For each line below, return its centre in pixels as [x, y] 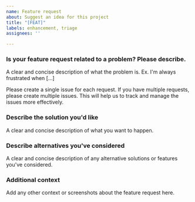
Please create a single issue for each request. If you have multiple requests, [98, 90]
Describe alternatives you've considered [65, 145]
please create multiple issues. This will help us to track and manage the [93, 96]
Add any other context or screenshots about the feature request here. [90, 193]
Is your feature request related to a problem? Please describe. [96, 59]
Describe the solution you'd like [52, 117]
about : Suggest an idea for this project [58, 17]
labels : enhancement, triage [42, 28]
